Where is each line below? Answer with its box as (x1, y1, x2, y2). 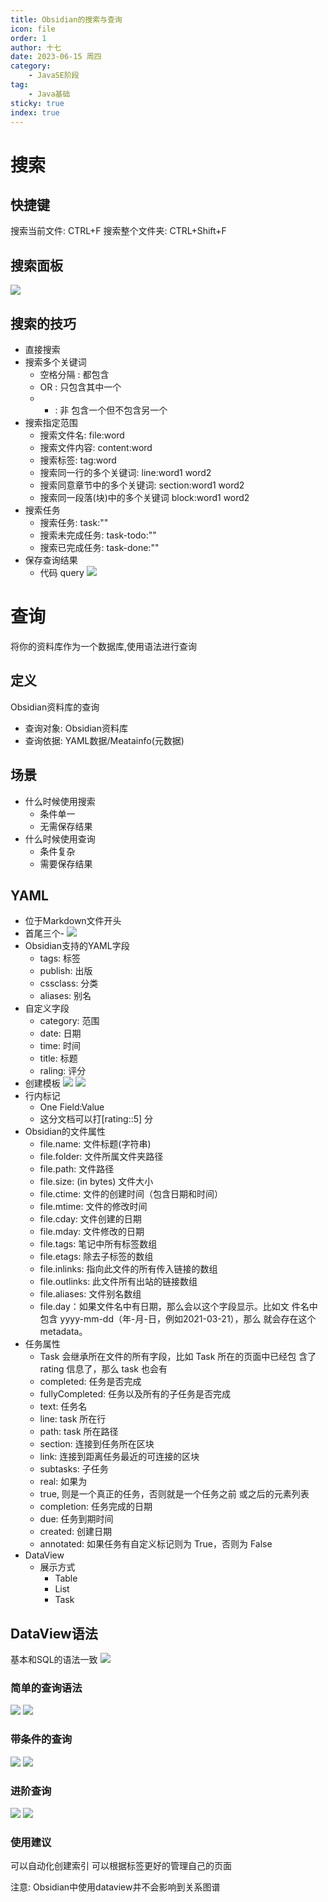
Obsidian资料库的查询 (10, 701, 100, 713)
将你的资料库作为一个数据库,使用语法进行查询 (10, 640, 198, 652)
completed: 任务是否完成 (39, 1376, 142, 1388)
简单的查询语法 (10, 1681, 83, 1695)
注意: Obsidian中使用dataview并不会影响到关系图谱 (10, 1881, 221, 1893)
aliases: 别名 (39, 990, 92, 1002)
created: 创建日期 (39, 1526, 112, 1538)
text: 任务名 (39, 1401, 88, 1413)
